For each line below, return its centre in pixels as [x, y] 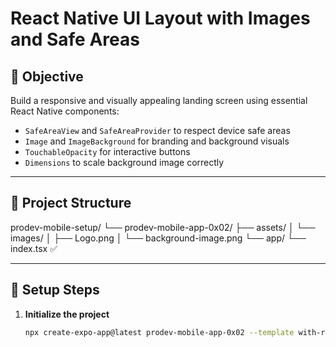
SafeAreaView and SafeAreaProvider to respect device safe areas [157, 130]
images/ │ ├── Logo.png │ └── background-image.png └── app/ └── [158, 238]
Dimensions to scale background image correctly [124, 162]
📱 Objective [47, 76]
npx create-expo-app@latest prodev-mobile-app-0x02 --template [159, 332]
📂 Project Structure [71, 203]
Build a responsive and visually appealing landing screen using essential [159, 100]
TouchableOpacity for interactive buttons [107, 151]
